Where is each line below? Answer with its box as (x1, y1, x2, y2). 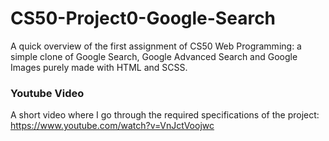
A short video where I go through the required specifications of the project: (10, 109, 320, 121)
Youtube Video (10, 86, 85, 100)
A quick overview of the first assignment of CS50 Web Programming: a (10, 40, 302, 52)
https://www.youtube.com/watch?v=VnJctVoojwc (10, 120, 215, 132)
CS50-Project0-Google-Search (10, 7, 277, 30)
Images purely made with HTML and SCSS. (10, 61, 188, 73)
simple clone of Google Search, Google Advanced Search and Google (10, 50, 298, 62)
